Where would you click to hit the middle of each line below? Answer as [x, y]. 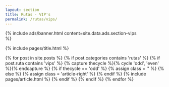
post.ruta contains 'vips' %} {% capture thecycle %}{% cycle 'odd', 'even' [82, 63]
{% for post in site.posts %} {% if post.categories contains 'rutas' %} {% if [83, 58]
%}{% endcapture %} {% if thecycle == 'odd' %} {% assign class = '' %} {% [85, 68]
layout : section [22, 10]
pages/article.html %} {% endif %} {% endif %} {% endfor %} [70, 79]
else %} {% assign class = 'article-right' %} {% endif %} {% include [76, 74]
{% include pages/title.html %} [37, 48]
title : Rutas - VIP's [28, 14]
